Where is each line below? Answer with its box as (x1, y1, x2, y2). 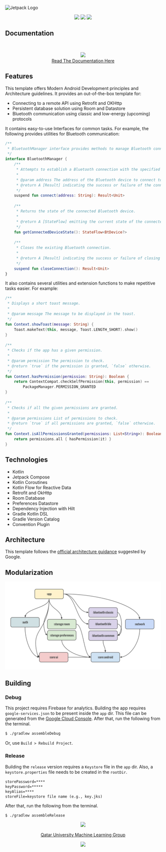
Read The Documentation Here (51, 57, 115, 64)
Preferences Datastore (12, 500, 58, 506)
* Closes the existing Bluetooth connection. (16, 245, 112, 250)
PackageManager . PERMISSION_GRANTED (23, 384, 96, 389)
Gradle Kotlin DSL (12, 511, 48, 517)
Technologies (5, 456, 48, 464)
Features (5, 72, 33, 81)
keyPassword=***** (5, 784, 43, 789)
